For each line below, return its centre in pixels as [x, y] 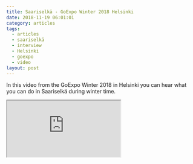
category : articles [31, 23]
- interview [27, 46]
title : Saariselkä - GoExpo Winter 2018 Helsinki [70, 12]
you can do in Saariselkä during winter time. [61, 92]
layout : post [23, 68]
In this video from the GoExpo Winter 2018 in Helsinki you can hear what [97, 85]
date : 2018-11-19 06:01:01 [40, 17]
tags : [13, 29]
